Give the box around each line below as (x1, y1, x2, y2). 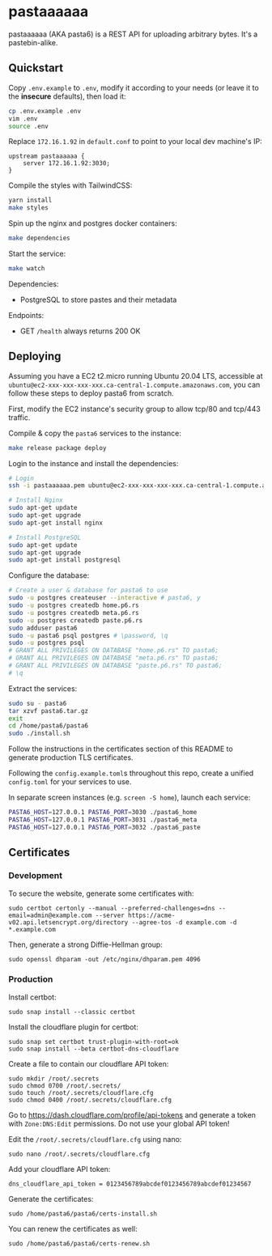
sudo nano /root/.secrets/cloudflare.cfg (8, 1150, 151, 1158)
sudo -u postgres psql (8, 639, 85, 647)
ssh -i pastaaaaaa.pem (8, 482, 85, 490)
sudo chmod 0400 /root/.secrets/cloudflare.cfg (8, 1096, 172, 1104)
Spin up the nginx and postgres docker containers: (8, 219, 177, 228)
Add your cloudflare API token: (8, 1164, 111, 1173)
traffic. (8, 412, 31, 422)
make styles (8, 204, 49, 212)
